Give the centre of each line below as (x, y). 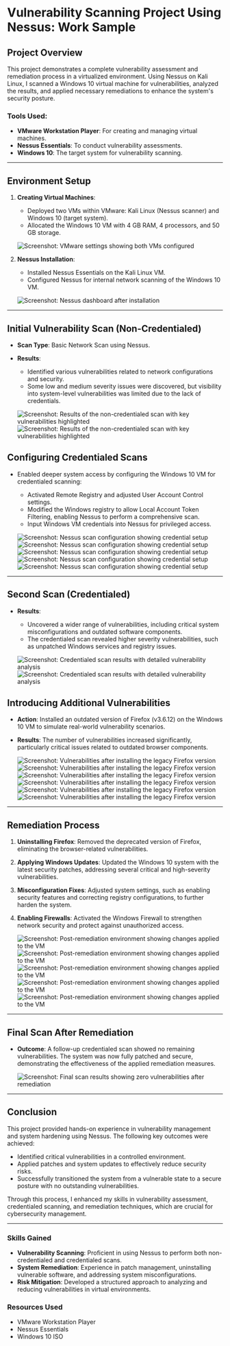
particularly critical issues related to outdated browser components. (113, 747)
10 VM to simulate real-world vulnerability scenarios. (91, 727)
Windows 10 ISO (40, 1336)
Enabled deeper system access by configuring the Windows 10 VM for (116, 474)
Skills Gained (29, 1237)
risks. (25, 1171)
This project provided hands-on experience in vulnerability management (109, 1128)
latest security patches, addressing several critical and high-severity (114, 869)
